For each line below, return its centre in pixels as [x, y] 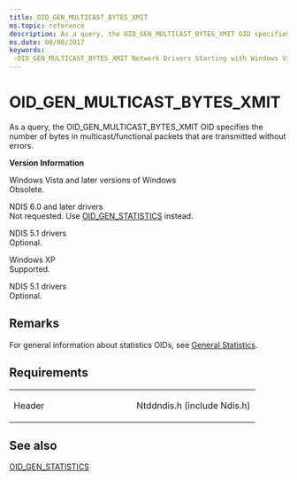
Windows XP [32, 259]
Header [29, 406]
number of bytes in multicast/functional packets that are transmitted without [148, 136]
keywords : [27, 50]
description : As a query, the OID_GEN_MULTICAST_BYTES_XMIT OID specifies [150, 34]
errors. [21, 145]
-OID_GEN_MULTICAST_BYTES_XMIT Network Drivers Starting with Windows [145, 58]
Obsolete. [27, 189]
